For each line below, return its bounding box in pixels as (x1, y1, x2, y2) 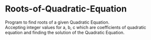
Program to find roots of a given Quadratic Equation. (5, 19, 110, 25)
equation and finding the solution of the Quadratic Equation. (5, 29, 125, 35)
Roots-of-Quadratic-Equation (5, 3, 127, 14)
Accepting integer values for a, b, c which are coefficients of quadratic (5, 24, 147, 30)
